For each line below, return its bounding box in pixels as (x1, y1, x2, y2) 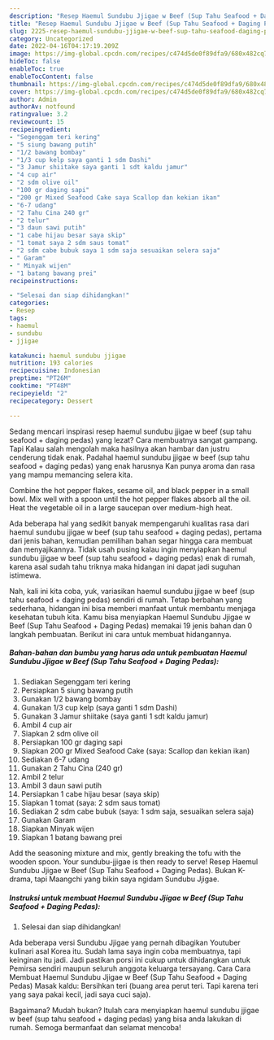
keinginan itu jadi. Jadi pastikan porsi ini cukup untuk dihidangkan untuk (9, 955, 250, 965)
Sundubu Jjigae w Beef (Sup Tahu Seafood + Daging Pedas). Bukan (9, 866, 237, 876)
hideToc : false (9, 58, 61, 66)
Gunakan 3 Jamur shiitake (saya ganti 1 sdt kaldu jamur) (20, 711, 209, 721)
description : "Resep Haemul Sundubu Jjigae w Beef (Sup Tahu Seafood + (9, 11, 257, 20)
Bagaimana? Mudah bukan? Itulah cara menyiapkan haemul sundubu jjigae (9, 1006, 259, 1016)
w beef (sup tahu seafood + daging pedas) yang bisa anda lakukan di (9, 1014, 242, 1024)
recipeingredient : (9, 125, 72, 133)
